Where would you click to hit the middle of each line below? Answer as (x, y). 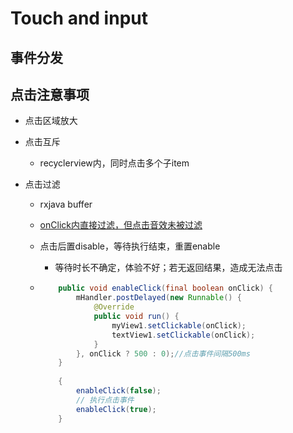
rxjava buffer (66, 204)
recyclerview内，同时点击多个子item (114, 163)
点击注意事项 (50, 94)
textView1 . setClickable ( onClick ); (183, 335)
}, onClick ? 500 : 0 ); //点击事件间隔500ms (163, 353)
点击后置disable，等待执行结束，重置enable (130, 246)
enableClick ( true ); (116, 409)
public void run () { (136, 317)
